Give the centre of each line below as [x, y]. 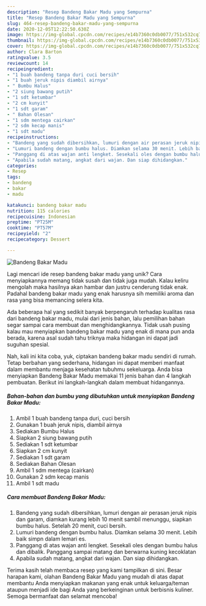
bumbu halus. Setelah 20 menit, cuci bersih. [71, 526]
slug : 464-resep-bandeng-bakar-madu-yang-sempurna [73, 23]
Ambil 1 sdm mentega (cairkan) [55, 470]
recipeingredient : [30, 69]
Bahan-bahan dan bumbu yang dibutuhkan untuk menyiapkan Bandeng [101, 396]
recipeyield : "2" [29, 234]
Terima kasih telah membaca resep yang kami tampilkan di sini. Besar [94, 570]
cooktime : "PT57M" [30, 228]
